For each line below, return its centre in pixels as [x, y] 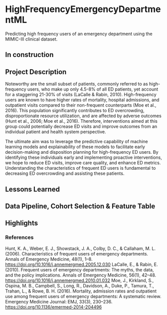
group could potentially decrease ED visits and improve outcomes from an [81, 127]
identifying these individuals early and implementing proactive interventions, [83, 157]
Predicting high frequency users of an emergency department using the [79, 34]
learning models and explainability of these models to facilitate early [75, 147]
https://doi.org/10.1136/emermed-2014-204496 [54, 307]
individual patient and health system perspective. [56, 132]
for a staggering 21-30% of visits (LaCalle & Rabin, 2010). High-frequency [81, 95]
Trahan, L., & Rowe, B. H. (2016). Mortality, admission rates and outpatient [81, 291]
